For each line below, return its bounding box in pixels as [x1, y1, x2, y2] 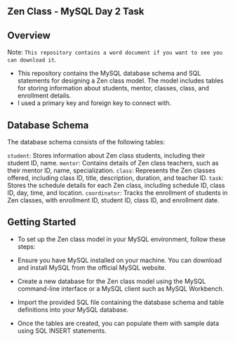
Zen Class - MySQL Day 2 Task [7, 6, 145, 18]
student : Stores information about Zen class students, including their [7, 151, 206, 160]
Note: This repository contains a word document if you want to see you [7, 48, 223, 57]
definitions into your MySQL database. [17, 305, 128, 314]
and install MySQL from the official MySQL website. [17, 263, 167, 272]
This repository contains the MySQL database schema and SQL [17, 69, 201, 78]
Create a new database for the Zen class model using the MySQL [17, 277, 206, 285]
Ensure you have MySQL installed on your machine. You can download [17, 256, 222, 264]
